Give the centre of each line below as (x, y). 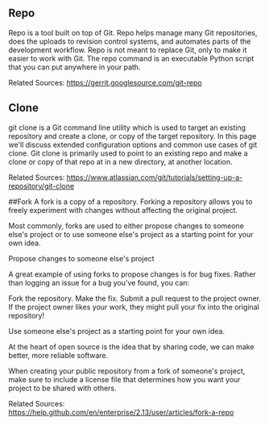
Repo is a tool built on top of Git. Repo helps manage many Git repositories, (133, 32)
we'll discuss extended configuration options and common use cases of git (133, 144)
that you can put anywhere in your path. (74, 67)
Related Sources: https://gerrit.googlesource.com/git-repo (106, 82)
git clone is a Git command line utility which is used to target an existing (127, 127)
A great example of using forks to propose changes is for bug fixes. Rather (132, 274)
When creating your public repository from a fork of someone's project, (127, 371)
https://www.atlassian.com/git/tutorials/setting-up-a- (155, 177)
